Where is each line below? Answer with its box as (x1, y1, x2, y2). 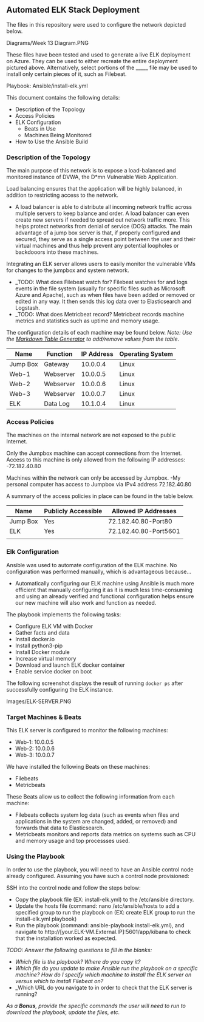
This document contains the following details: (6, 94, 120, 101)
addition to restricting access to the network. (6, 191, 118, 199)
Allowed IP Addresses (111, 507, 177, 516)
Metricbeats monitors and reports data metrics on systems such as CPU (15, 831, 196, 837)
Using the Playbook (6, 852, 65, 860)
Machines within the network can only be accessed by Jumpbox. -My (6, 474, 181, 482)
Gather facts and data (15, 629, 70, 636)
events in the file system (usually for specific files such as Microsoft (15, 285, 185, 292)
